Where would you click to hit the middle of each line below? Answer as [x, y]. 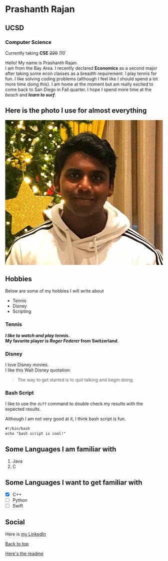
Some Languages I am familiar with [61, 449]
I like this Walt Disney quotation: [38, 370]
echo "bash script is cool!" [35, 434]
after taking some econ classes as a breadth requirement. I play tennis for [81, 73]
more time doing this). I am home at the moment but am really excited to [79, 84]
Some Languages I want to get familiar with [74, 482]
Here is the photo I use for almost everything [76, 111]
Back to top [17, 543]
